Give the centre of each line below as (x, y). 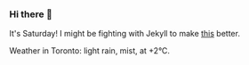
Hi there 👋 (31, 14)
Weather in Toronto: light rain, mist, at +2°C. (90, 51)
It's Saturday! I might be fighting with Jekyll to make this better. (124, 34)
